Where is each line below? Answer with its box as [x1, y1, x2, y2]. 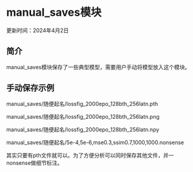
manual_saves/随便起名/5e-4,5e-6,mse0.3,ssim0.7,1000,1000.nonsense [6, 139, 184, 146]
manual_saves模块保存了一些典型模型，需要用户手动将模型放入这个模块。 [6, 63, 191, 70]
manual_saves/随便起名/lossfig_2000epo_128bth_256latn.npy [6, 125, 160, 133]
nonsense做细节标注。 [6, 159, 63, 167]
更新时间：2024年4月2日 [6, 27, 69, 34]
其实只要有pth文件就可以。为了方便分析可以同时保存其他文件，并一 [6, 151, 174, 159]
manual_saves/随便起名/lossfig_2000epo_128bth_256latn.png [6, 113, 160, 120]
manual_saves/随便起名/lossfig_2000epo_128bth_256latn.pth [6, 100, 158, 107]
